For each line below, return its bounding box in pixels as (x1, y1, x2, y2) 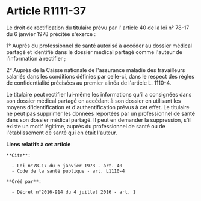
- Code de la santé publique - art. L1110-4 (11, 168, 125, 174)
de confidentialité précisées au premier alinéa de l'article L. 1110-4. (6, 79, 172, 86)
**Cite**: (6, 152, 31, 158)
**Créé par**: (6, 178, 42, 184)
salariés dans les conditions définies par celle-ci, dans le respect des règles (6, 73, 194, 80)
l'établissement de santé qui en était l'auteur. (6, 129, 117, 136)
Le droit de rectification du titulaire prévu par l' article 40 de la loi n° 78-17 (6, 24, 190, 31)
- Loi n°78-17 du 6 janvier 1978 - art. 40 (11, 163, 122, 169)
